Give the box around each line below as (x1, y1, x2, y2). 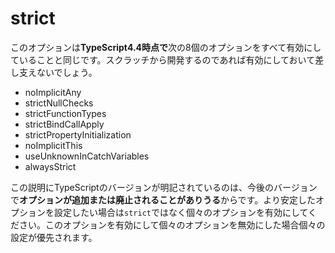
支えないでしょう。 (18, 66, 98, 78)
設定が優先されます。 (10, 231, 98, 243)
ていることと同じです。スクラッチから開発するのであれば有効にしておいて (10, 53, 316, 66)
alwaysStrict (24, 160, 77, 172)
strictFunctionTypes (24, 107, 107, 119)
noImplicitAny (24, 86, 82, 98)
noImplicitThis (24, 139, 83, 151)
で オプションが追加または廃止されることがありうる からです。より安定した (10, 193, 316, 206)
